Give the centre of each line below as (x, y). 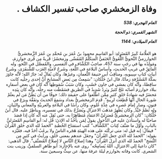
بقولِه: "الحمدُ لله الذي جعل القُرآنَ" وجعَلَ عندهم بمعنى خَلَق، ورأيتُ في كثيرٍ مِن (86, 136)
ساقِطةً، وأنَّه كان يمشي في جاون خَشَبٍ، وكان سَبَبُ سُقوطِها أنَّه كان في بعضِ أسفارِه (81, 84)
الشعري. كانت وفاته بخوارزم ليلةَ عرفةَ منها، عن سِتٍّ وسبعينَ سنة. (98, 151)
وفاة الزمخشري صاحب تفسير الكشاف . (87, 9)
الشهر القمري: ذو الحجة (135, 32)
